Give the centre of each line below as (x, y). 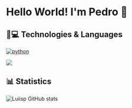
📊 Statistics (29, 82)
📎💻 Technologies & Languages (64, 34)
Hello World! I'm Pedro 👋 (67, 12)
